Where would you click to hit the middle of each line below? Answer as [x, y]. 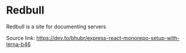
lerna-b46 [18, 44]
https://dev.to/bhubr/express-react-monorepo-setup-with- [108, 38]
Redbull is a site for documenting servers [56, 26]
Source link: [21, 38]
